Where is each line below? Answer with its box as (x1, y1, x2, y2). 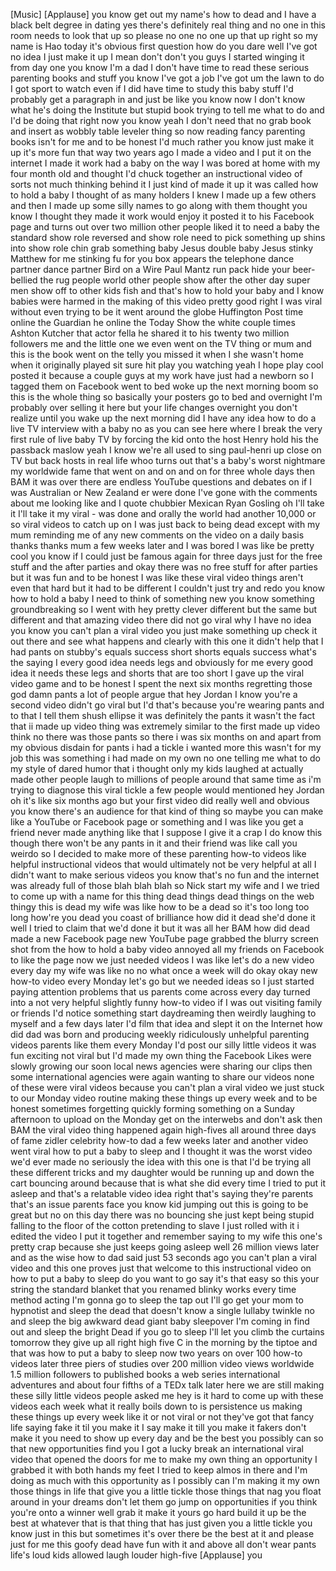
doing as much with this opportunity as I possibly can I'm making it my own (10, 1475, 320, 1486)
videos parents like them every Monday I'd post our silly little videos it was (10, 1039, 317, 1051)
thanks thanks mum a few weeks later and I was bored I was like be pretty (10, 540, 315, 551)
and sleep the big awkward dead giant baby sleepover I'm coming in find (10, 1315, 310, 1327)
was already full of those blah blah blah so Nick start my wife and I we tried (10, 880, 320, 891)
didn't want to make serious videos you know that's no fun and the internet (10, 869, 320, 881)
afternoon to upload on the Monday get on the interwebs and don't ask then (10, 1114, 323, 1125)
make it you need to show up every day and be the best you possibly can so (10, 1432, 324, 1444)
